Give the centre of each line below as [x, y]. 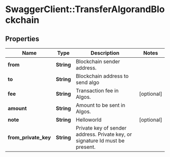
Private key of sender [101, 128]
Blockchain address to [102, 76]
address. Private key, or [104, 134]
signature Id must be [100, 141]
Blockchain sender [98, 62]
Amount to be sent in [100, 105]
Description [105, 53]
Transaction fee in [97, 91]
